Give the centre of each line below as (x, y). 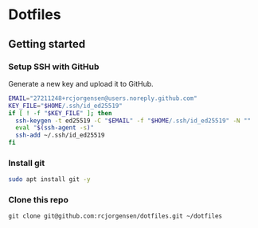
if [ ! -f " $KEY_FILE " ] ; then (60, 113)
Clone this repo (39, 200)
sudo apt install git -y (49, 180)
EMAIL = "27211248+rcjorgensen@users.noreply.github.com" (103, 98)
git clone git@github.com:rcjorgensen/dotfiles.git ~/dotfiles (115, 216)
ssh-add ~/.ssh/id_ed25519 (60, 135)
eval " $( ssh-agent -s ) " (55, 128)
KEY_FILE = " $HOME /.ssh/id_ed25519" (66, 106)
